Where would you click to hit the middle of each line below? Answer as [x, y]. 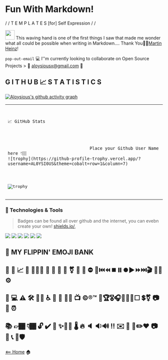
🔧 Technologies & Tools [34, 210]
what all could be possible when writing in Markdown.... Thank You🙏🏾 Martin [83, 43]
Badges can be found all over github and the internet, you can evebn [88, 221]
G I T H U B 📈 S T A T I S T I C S [53, 82]
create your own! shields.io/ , [46, 226]
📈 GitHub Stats [27, 121]
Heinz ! [12, 48]
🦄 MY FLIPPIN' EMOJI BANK [49, 252]
